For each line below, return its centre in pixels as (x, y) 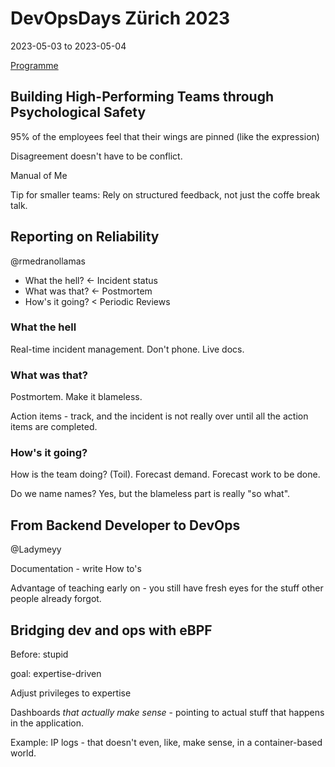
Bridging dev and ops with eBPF (111, 630)
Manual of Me (39, 175)
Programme (34, 65)
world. (23, 753)
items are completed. (54, 427)
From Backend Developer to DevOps (125, 525)
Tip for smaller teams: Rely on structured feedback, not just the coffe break (165, 194)
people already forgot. (56, 599)
